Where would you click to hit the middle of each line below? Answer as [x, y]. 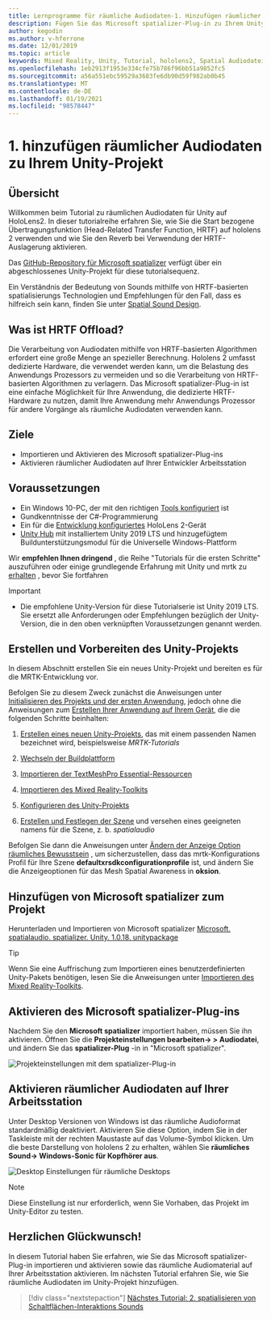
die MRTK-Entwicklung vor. [53, 677]
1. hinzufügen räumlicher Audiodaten [135, 146]
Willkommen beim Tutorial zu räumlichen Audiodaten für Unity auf [118, 213]
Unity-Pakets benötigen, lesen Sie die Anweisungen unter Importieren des [131, 978]
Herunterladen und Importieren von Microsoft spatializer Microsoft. [120, 929]
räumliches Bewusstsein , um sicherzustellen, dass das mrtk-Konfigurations [134, 854]
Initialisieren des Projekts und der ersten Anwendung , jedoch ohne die [125, 702]
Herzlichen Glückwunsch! [75, 1237]
